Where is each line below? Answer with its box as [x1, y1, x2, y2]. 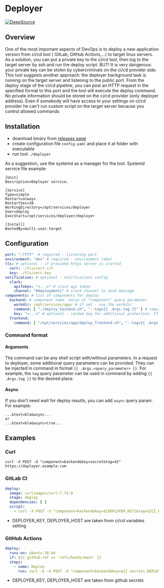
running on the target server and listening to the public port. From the [5, 77, 144, 83]
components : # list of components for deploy [5, 293, 99, 298]
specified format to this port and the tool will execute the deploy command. [5, 87, 156, 93]
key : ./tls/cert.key [9, 270, 51, 275]
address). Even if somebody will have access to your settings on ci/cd [5, 98, 146, 104]
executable [12, 146, 35, 152]
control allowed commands [5, 108, 60, 114]
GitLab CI [5, 475, 28, 482]
